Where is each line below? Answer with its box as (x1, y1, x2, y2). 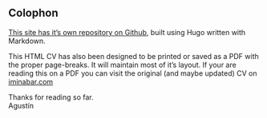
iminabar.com (8, 77, 54, 86)
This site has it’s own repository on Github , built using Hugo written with (8, 27, 246, 37)
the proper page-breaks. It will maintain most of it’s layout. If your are (8, 60, 237, 69)
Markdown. (8, 36, 46, 45)
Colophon (8, 6, 59, 20)
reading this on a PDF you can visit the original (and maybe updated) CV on (8, 68, 258, 78)
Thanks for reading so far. (8, 92, 94, 102)
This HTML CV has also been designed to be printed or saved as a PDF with (8, 51, 259, 61)
